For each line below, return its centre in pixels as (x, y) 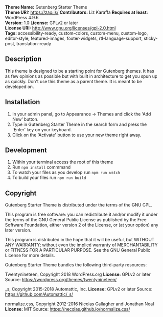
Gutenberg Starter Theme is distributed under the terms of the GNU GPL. (79, 205)
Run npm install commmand (41, 167)
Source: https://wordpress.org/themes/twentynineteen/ (61, 280)
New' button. (25, 119)
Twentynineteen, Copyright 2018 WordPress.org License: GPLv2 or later (78, 274)
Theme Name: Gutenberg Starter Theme (46, 7)
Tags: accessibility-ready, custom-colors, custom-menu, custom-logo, (77, 33)
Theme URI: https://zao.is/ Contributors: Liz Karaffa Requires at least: (77, 12)
